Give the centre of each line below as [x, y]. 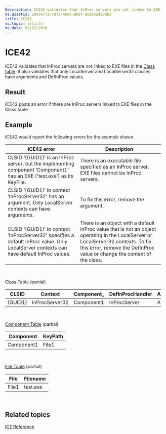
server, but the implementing [41, 164]
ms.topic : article [24, 23]
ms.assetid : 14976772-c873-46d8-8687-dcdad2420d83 [58, 14]
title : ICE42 [19, 19]
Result [15, 92]
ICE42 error [41, 149]
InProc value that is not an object [118, 229]
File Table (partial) [23, 366]
